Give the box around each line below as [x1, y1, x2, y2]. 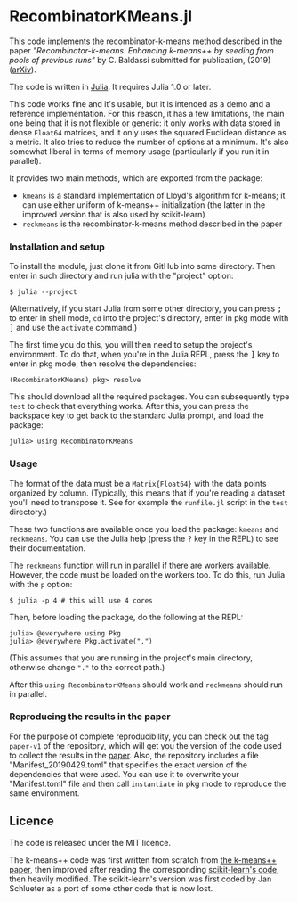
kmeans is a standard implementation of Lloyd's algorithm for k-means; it [21, 190, 286, 201]
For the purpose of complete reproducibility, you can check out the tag [9, 731, 269, 742]
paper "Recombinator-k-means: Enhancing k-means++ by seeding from [9, 45, 274, 55]
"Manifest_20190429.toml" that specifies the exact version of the [9, 759, 248, 770]
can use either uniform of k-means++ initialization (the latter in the [21, 199, 266, 210]
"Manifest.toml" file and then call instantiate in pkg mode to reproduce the [9, 778, 286, 789]
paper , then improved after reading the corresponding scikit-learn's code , [9, 864, 279, 874]
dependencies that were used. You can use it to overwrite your [9, 768, 240, 779]
